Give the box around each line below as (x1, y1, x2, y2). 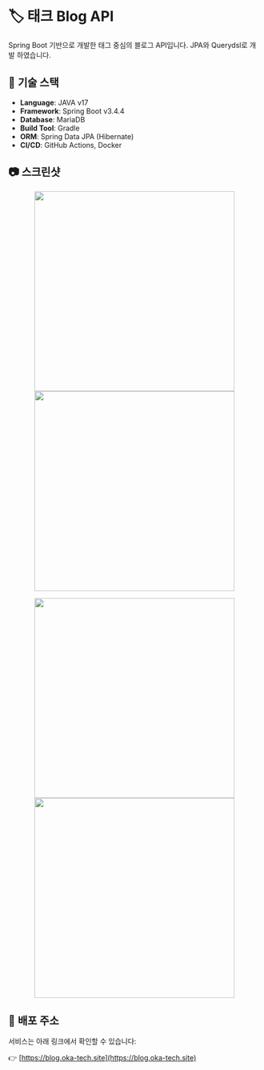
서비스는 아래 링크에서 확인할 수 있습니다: (8, 1036, 137, 1046)
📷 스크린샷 (8, 166, 61, 179)
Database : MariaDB (19, 114, 86, 124)
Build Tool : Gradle (19, 123, 80, 133)
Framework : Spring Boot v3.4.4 (19, 106, 126, 116)
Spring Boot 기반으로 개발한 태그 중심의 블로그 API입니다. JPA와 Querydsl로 (8, 40, 248, 50)
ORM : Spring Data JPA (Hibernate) (19, 131, 134, 141)
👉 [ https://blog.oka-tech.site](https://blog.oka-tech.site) (8, 1053, 197, 1063)
